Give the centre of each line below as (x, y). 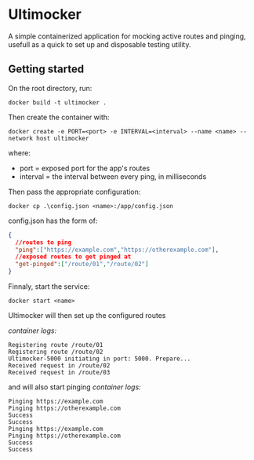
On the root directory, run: (50, 88)
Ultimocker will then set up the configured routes (87, 315)
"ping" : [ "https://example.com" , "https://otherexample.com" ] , (117, 250)
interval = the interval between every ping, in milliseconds (113, 176)
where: (20, 153)
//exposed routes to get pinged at (73, 257)
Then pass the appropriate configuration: (74, 192)
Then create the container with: (59, 117)
